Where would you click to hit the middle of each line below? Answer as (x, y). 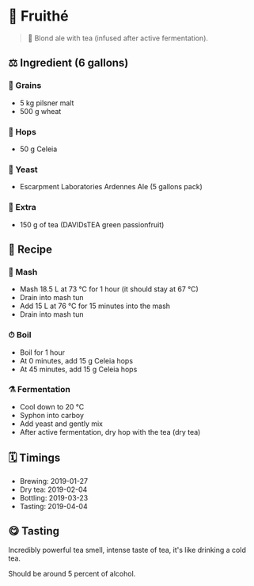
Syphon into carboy (52, 415)
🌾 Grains (25, 86)
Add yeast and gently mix (61, 424)
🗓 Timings (34, 458)
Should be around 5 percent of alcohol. (72, 574)
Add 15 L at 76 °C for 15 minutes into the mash (95, 306)
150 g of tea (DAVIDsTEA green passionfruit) (92, 224)
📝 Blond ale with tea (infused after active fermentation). (118, 38)
